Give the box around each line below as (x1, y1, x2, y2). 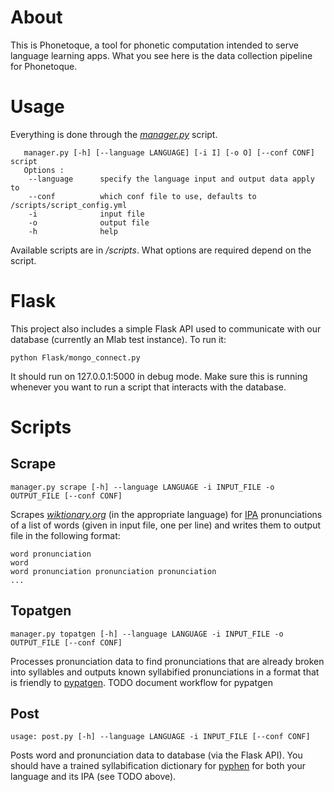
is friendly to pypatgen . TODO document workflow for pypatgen (10, 676, 273, 688)
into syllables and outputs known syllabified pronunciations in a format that (10, 666, 320, 678)
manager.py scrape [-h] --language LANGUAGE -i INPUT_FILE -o (10, 482, 275, 492)
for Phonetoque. (10, 60, 78, 72)
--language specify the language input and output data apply (28, 174, 315, 184)
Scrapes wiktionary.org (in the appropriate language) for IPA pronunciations (10, 508, 323, 520)
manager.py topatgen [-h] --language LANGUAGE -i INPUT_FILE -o (10, 629, 284, 639)
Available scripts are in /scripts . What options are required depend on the (10, 244, 312, 256)
